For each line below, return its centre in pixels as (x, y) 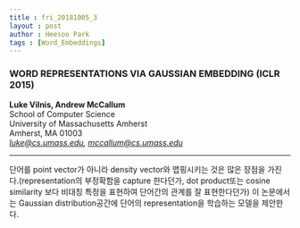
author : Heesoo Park (50, 34)
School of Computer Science (62, 114)
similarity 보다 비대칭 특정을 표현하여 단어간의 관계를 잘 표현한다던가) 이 (134, 191)
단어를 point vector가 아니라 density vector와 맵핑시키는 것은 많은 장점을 (137, 169)
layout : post (36, 26)
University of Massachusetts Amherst (79, 123)
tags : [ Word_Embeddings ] (57, 42)
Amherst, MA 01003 (46, 133)
